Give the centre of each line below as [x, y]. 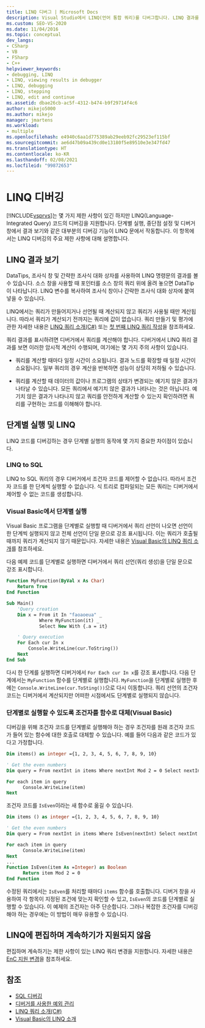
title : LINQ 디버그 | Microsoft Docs [52, 12]
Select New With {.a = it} [73, 626]
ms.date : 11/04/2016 [33, 29]
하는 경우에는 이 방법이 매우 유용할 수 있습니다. [73, 914]
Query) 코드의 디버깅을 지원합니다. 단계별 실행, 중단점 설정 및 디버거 [114, 223]
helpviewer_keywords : [34, 69]
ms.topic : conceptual [34, 35]
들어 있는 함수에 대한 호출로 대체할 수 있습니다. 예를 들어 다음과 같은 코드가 [101, 735]
